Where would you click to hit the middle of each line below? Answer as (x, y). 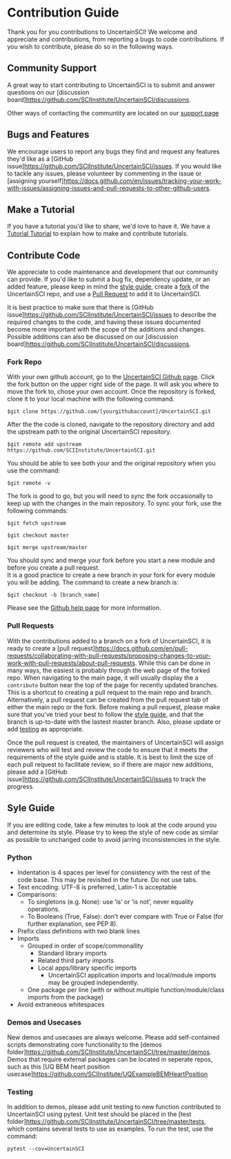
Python (20, 857)
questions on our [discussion (48, 92)
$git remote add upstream (44, 444)
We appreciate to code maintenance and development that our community (113, 272)
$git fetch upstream (37, 524)
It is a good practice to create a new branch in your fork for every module (111, 575)
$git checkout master (38, 536)
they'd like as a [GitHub (40, 159)
